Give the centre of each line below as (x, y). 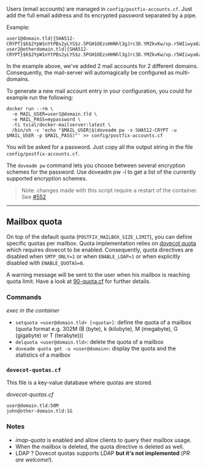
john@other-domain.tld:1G (39, 411)
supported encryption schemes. (47, 178)
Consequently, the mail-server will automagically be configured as (90, 72)
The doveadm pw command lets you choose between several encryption (96, 165)
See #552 (34, 197)
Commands (24, 297)
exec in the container (33, 311)
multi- (182, 72)
